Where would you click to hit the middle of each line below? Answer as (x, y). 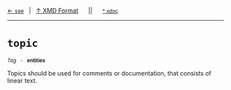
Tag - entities (26, 60)
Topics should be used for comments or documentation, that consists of (109, 73)
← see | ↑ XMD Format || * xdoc (63, 11)
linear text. (22, 80)
